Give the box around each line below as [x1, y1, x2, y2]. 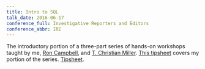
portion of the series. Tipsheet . [6, 56, 84, 63]
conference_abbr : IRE [6, 26, 62, 32]
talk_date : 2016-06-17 [6, 15, 64, 21]
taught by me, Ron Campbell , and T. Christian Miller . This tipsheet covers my [6, 49, 199, 57]
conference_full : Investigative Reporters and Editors [6, 20, 149, 26]
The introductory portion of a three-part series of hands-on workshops [6, 43, 185, 50]
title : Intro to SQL [6, 9, 59, 15]
